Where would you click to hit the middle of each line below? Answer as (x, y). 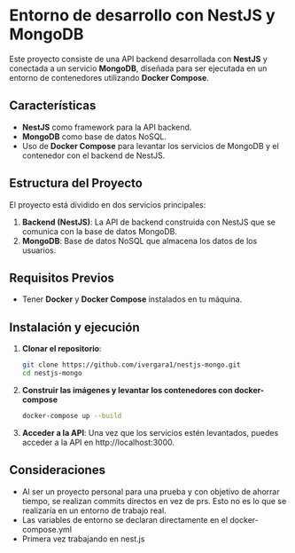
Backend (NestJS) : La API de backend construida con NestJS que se (149, 222)
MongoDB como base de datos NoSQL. (94, 136)
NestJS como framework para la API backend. (107, 127)
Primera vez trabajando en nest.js (83, 539)
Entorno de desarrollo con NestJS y (142, 16)
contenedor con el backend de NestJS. (93, 155)
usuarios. (39, 250)
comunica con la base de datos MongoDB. (100, 231)
